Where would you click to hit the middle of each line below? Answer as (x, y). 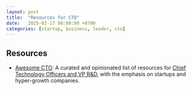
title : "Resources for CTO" (43, 18)
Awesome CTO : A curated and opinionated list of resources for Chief (100, 68)
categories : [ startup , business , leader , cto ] (66, 29)
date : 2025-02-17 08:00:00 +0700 (51, 23)
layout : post (23, 12)
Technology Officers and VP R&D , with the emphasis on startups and (100, 74)
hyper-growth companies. (47, 81)
